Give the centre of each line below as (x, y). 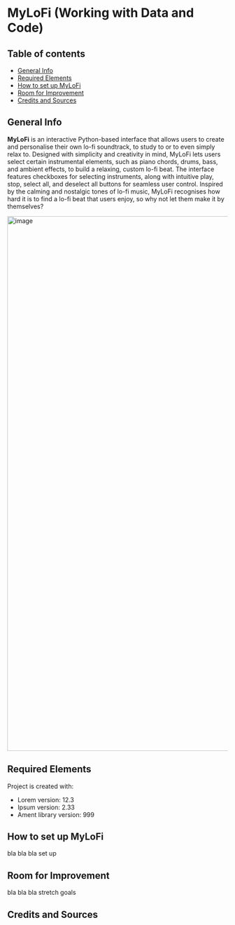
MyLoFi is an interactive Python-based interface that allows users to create (116, 139)
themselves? (26, 206)
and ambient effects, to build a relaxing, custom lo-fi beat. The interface (111, 169)
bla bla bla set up (32, 853)
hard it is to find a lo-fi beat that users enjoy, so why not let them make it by (116, 198)
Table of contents (46, 54)
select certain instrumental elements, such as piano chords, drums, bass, (113, 161)
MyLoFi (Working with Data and (101, 13)
